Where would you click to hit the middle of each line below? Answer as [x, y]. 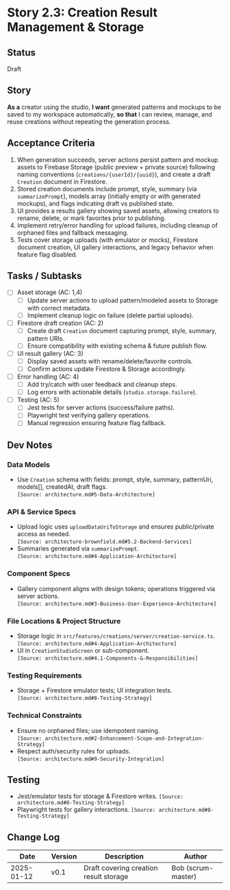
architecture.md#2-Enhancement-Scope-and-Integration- [125, 738]
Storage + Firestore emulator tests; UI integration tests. [94, 690]
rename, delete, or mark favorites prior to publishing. [91, 218]
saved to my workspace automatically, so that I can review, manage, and [110, 114]
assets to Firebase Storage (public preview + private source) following [116, 167]
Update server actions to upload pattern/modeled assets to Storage [123, 300]
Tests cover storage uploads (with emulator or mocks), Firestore [107, 240]
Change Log [34, 837]
